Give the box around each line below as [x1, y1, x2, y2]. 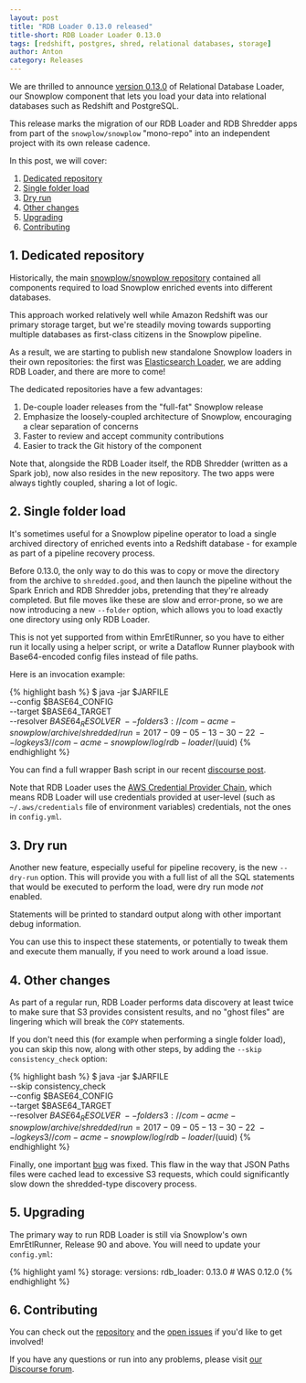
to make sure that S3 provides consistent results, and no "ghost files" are [9, 1006, 285, 1017]
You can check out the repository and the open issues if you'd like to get [9, 1326, 283, 1337]
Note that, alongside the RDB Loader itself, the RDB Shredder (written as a [9, 458, 289, 469]
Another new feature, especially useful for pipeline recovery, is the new [9, 862, 279, 873]
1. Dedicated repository [9, 248, 144, 263]
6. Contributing [9, 1303, 98, 1318]
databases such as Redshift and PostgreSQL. [9, 101, 180, 111]
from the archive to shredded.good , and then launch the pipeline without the [9, 575, 292, 586]
